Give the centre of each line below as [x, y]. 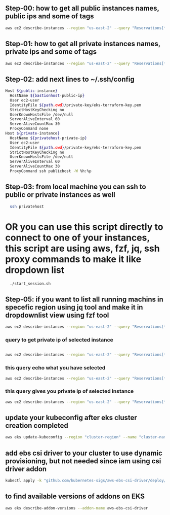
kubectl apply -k [24, 481]
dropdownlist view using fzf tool [57, 315]
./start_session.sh [30, 284]
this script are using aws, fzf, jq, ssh [83, 248]
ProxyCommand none [29, 129]
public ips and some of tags [50, 16]
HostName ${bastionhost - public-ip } [47, 96]
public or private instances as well [60, 195]
